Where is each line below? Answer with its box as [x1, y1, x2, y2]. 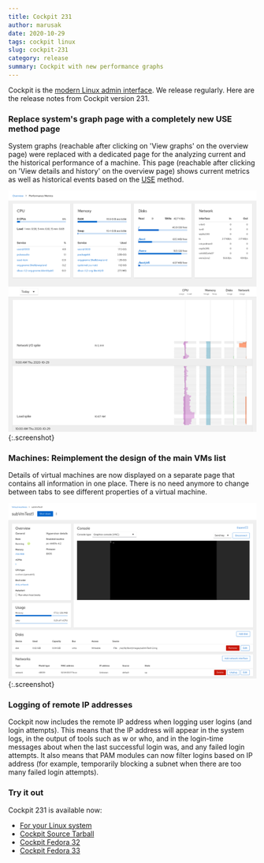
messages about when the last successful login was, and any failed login [8, 742, 245, 752]
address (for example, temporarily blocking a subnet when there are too [8, 759, 242, 769]
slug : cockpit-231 [8, 46, 69, 54]
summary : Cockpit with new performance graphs [8, 63, 164, 71]
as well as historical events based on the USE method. [8, 174, 184, 185]
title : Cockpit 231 [8, 13, 73, 21]
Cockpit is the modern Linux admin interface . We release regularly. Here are [8, 85, 255, 95]
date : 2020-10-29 [8, 29, 65, 37]
